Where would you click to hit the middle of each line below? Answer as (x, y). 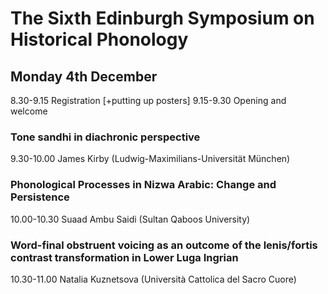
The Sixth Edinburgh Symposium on (162, 18)
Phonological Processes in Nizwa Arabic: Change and (143, 185)
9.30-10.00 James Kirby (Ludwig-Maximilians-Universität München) (150, 159)
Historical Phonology (99, 39)
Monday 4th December (84, 76)
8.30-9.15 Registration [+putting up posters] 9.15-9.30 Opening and (148, 100)
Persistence (40, 197)
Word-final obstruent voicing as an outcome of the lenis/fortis (164, 245)
